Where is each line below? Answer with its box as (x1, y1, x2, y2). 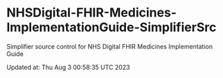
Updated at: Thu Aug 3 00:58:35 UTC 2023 (6, 63, 130, 71)
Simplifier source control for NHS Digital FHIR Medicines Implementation (6, 42, 213, 50)
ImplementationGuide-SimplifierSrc (6, 19, 217, 35)
